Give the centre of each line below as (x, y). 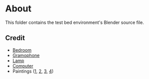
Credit (15, 38)
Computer (23, 66)
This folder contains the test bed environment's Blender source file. (74, 22)
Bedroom (22, 50)
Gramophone (26, 55)
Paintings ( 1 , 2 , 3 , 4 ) (33, 71)
